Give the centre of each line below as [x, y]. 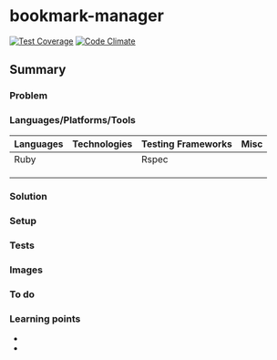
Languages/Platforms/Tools [73, 120]
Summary [38, 70]
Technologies [103, 144]
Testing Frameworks [186, 144]
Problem [29, 96]
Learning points [45, 319]
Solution [29, 197]
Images [26, 270]
